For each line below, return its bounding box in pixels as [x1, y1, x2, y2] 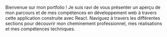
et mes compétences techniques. [5, 26, 75, 32]
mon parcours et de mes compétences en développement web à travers [5, 10, 157, 16]
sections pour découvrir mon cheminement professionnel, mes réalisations [5, 20, 162, 26]
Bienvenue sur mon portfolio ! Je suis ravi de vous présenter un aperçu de [5, 5, 161, 10]
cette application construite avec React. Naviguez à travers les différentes [5, 15, 160, 21]
